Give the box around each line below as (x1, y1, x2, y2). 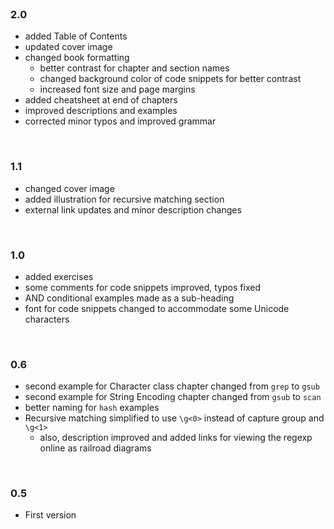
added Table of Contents (24, 30, 128, 42)
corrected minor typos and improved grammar (24, 115, 217, 127)
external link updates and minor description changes (24, 203, 242, 216)
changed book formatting (24, 52, 130, 64)
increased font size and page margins (39, 83, 196, 96)
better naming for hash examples (24, 402, 160, 414)
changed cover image (24, 182, 115, 194)
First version (24, 509, 77, 521)
